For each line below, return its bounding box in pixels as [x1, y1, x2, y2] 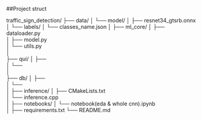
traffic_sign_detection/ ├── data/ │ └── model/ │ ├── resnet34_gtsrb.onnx [6, 17, 197, 24]
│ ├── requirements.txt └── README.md [6, 107, 111, 113]
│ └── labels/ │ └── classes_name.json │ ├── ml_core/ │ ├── [6, 24, 165, 30]
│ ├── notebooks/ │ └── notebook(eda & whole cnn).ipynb [6, 100, 155, 107]
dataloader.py [6, 30, 41, 37]
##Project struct [6, 5, 47, 12]
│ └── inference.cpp [6, 93, 59, 101]
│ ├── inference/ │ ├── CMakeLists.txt [6, 87, 106, 94]
